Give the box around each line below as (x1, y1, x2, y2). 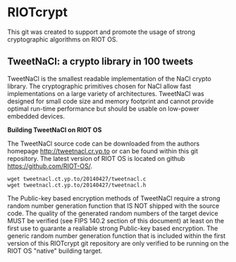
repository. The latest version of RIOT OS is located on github (7, 154, 185, 162)
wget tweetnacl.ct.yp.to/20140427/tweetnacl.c (7, 175, 147, 182)
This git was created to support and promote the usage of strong (7, 28, 196, 36)
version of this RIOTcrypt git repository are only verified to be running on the (7, 239, 229, 247)
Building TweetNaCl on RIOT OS (7, 125, 102, 134)
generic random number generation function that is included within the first (7, 231, 226, 240)
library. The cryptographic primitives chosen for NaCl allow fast (7, 82, 192, 90)
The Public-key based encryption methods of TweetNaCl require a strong (7, 193, 221, 202)
